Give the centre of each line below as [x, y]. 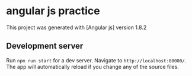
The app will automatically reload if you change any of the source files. [92, 66]
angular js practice [53, 11]
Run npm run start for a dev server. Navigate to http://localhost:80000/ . [96, 60]
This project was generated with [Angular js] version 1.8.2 [76, 27]
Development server [45, 46]
